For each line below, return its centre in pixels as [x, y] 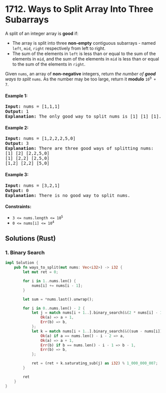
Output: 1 [17, 112]
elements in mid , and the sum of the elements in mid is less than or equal [85, 59]
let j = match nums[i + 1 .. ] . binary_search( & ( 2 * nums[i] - [95, 313]
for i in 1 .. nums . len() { [50, 281]
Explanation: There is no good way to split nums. [68, 195]
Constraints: [18, 206]
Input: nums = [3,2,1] [33, 185]
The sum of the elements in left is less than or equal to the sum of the [84, 54]
